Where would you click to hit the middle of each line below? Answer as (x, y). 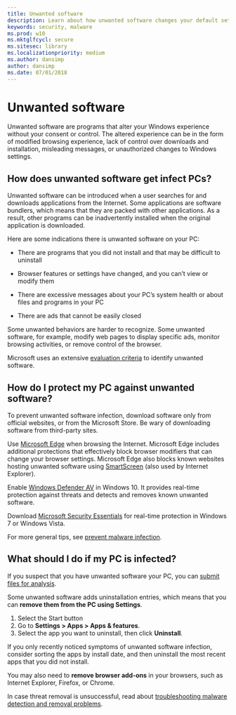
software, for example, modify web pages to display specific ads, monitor (113, 337)
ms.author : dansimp (36, 60)
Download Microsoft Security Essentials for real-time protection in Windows (117, 516)
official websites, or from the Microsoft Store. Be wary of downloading (109, 423)
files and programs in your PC (60, 302)
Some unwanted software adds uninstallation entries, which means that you (117, 597)
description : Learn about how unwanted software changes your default (113, 20)
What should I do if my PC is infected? (92, 559)
